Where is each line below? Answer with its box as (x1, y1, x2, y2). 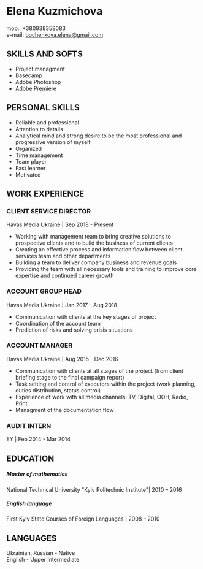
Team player (15, 158, 47, 165)
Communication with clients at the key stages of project (15, 313, 156, 320)
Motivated (15, 170, 41, 178)
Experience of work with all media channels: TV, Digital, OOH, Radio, (15, 393, 188, 400)
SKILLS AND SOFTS (6, 49, 83, 59)
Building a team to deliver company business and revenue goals (15, 259, 177, 266)
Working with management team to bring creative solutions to (15, 233, 172, 240)
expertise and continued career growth (15, 272, 115, 280)
